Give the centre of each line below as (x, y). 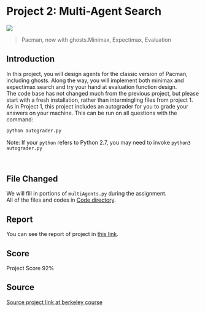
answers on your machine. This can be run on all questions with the (92, 113)
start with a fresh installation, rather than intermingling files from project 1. (100, 100)
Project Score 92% (30, 268)
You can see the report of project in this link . (62, 234)
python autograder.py (34, 131)
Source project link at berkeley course (55, 302)
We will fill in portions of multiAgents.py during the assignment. (87, 194)
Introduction (31, 59)
